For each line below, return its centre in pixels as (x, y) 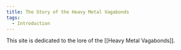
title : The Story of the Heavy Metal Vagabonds (68, 12)
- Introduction (31, 23)
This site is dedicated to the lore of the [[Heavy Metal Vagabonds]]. (91, 41)
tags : (13, 18)
